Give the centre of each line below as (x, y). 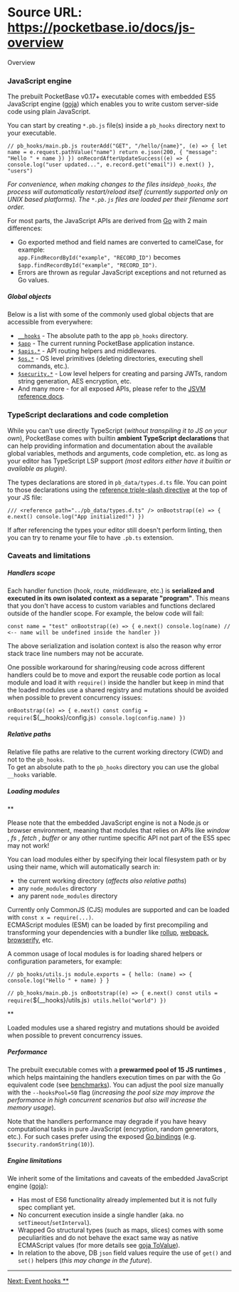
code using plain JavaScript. (49, 112)
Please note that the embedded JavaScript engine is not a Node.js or (108, 823)
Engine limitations (35, 1160)
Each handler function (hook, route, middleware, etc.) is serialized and (111, 591)
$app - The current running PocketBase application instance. (106, 344)
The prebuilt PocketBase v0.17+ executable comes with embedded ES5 (112, 96)
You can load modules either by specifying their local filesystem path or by (117, 859)
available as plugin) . (37, 468)
